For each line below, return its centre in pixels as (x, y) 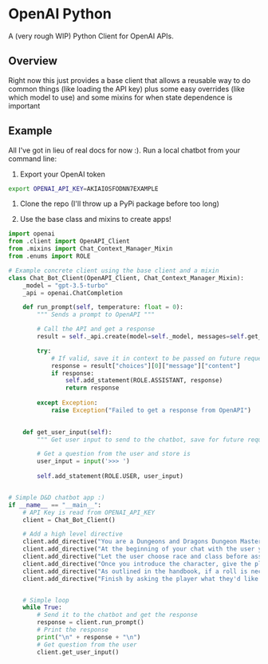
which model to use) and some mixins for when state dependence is (120, 97)
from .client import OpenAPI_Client (69, 241)
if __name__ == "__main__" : (55, 505)
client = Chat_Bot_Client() (69, 520)
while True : (42, 607)
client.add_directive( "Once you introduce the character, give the (137, 563)
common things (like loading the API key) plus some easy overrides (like (126, 89)
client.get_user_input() (78, 652)
